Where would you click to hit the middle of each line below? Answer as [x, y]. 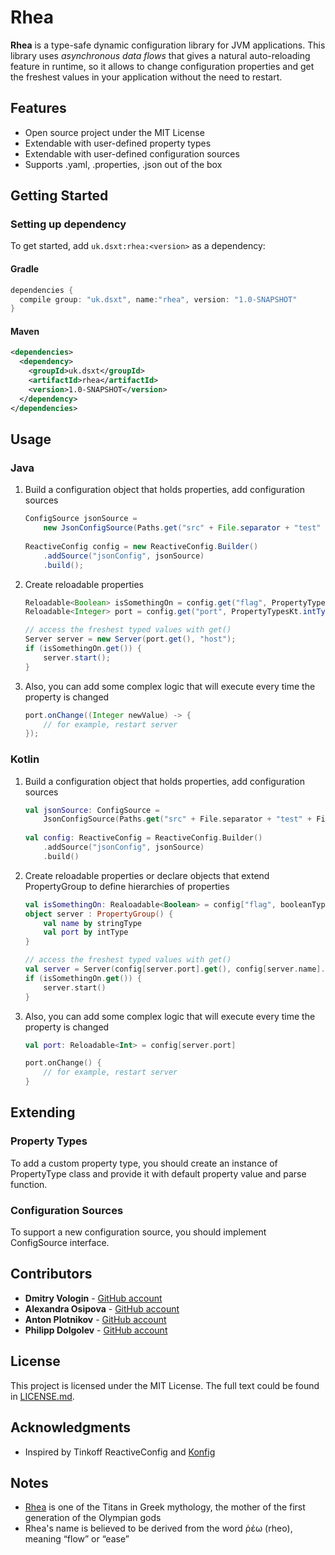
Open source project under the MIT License [114, 132]
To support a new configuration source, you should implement [138, 1232]
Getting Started [59, 196]
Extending [43, 1112]
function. [29, 1184]
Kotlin [25, 759]
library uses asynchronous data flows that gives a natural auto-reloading [160, 55]
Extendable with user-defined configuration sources [132, 153]
